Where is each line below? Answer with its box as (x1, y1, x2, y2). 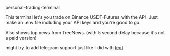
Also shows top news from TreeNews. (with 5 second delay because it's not (5, 30, 165, 35)
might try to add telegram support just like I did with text (5, 45, 124, 50)
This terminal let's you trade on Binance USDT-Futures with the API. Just (5, 14, 158, 20)
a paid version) (5, 35, 37, 41)
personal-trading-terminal (5, 5, 60, 10)
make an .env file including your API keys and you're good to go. (5, 20, 141, 25)
